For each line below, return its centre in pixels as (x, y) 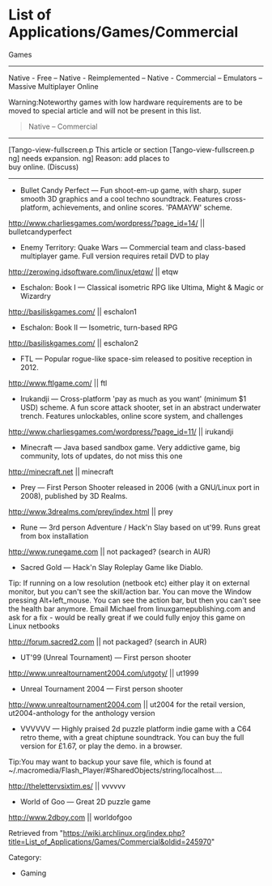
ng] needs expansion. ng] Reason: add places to (89, 158)
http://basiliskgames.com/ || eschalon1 (73, 311)
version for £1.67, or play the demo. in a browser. (101, 746)
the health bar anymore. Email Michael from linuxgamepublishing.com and (132, 608)
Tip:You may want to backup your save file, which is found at (110, 761)
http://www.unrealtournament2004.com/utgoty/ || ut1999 (104, 673)
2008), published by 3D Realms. (74, 496)
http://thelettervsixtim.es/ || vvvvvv (67, 786)
